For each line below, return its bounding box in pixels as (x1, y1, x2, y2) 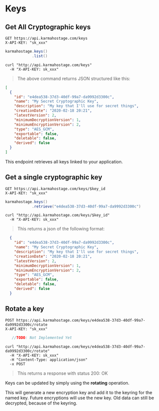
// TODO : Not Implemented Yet (11, 335, 72, 340)
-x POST (9, 361, 26, 366)
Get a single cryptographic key (5, 173, 103, 182)
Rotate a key (5, 305, 45, 313)
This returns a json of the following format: (17, 226, 105, 232)
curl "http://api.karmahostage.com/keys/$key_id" (5, 213, 110, 218)
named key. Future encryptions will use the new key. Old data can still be (5, 395, 154, 401)
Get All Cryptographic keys (5, 23, 91, 31)
